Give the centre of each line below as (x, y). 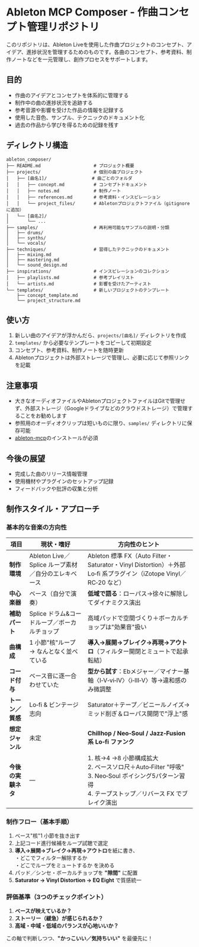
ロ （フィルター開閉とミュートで (132, 651)
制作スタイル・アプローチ (53, 509)
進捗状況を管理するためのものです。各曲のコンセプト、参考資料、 (106, 52)
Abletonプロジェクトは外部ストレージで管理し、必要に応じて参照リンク (102, 358)
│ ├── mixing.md (29, 255)
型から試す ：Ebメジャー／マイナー (136, 671)
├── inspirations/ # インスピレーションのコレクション (88, 271)
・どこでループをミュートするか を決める (65, 865)
